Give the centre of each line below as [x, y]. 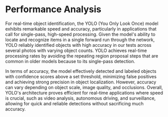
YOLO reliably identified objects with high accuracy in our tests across [78, 45]
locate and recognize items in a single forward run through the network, [80, 40]
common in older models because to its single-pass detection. [70, 61]
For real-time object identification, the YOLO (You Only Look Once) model [82, 23]
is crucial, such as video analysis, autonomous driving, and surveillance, [80, 98]
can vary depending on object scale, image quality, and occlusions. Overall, [84, 87]
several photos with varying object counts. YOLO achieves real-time [76, 50]
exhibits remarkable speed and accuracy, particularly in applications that [81, 28]
